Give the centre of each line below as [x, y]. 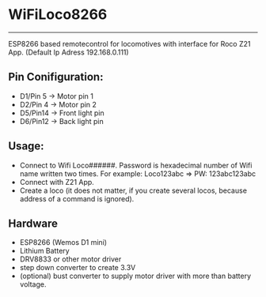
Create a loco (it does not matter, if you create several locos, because [133, 190]
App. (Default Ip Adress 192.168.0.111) [68, 52]
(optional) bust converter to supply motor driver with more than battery [135, 276]
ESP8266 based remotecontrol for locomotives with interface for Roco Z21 [129, 43]
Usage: [27, 147]
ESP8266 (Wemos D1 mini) [63, 242]
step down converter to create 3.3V [78, 268]
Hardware [33, 223]
